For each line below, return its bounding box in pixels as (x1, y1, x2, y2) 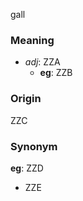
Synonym (10, 139, 58, 153)
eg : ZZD (10, 162, 44, 174)
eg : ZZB (39, 67, 73, 79)
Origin (10, 92, 42, 106)
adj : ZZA (24, 56, 61, 68)
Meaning (10, 33, 55, 47)
